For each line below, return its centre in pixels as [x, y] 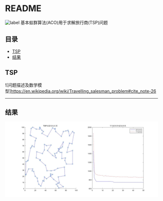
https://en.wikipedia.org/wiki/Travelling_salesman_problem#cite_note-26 [84, 91]
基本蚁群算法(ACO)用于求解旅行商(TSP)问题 [64, 22]
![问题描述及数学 [21, 85]
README [23, 8]
